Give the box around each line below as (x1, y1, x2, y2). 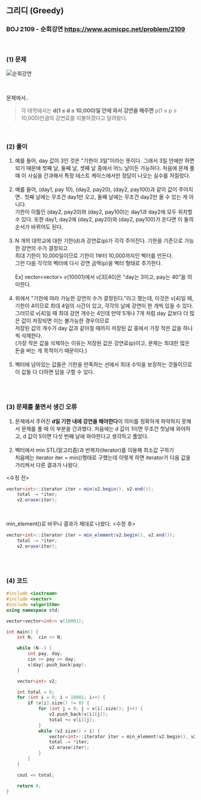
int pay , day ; (28, 651, 63, 657)
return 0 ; (17, 783, 42, 789)
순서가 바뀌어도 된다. (14, 223, 63, 230)
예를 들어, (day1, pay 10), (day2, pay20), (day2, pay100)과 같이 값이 (14, 186, 178, 193)
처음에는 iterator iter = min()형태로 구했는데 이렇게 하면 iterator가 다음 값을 (14, 454, 191, 461)
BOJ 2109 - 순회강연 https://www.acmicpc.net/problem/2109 (6, 25, 185, 34)
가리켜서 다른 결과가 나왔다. (14, 461, 80, 469)
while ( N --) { (17, 645, 52, 651)
